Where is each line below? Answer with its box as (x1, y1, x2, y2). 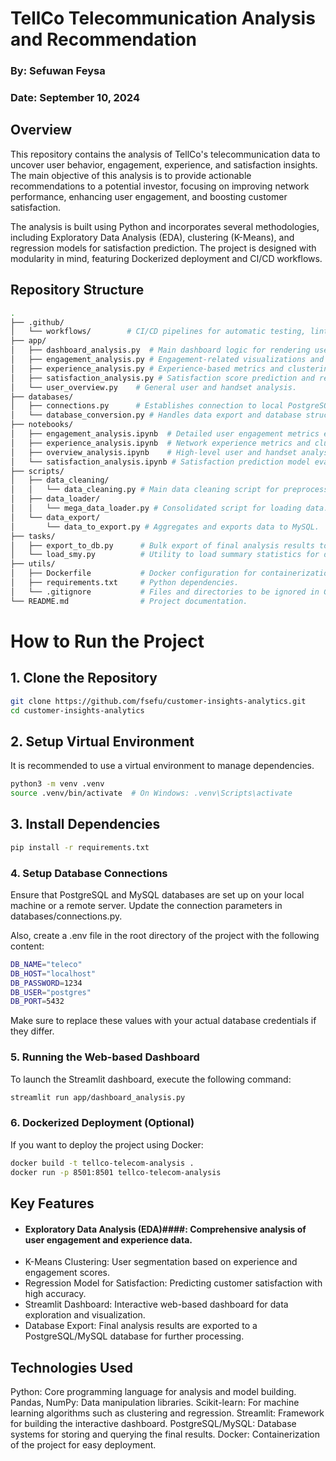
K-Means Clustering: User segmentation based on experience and (24, 1256, 298, 1268)
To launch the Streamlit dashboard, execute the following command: (10, 1073, 292, 1085)
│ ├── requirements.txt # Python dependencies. (10, 578, 240, 588)
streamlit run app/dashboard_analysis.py (10, 1092, 186, 1102)
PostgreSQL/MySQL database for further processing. (24, 1330, 245, 1342)
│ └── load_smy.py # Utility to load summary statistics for (10, 550, 320, 560)
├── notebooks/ (10, 420, 74, 430)
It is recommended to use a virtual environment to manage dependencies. (10, 760, 315, 772)
